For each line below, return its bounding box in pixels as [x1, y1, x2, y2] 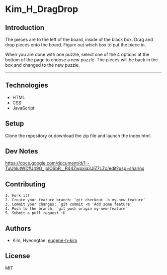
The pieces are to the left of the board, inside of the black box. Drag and [5, 36, 153, 42]
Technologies [5, 81, 49, 90]
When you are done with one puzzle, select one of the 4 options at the [5, 51, 150, 57]
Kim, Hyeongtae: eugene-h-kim [12, 238, 78, 244]
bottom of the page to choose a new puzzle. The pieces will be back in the [5, 57, 158, 63]
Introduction [5, 23, 45, 32]
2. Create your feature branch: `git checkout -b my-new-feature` [5, 198, 146, 203]
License [5, 252, 30, 260]
